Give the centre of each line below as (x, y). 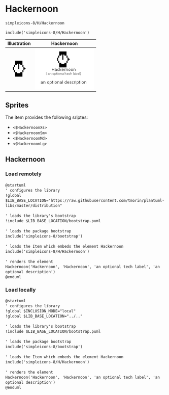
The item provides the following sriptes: (47, 117)
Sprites (17, 105)
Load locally (21, 289)
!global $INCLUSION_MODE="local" (41, 311)
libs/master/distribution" (34, 205)
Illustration (19, 43)
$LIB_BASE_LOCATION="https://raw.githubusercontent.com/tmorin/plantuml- (85, 200)
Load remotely (24, 174)
